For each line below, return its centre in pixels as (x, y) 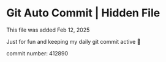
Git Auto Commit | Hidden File (83, 13)
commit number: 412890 (37, 53)
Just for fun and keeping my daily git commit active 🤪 (74, 41)
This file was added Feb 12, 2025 (48, 30)
